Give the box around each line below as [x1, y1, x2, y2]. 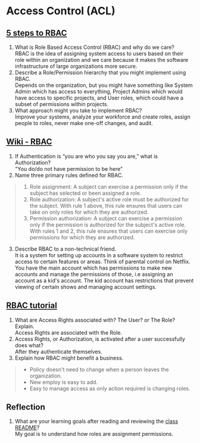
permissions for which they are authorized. [29, 233, 135, 241]
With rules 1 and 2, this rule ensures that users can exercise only [29, 227, 188, 235]
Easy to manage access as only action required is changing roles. [29, 385, 190, 392]
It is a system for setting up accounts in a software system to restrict [14, 251, 183, 258]
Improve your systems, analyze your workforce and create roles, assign [14, 113, 190, 120]
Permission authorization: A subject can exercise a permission [29, 214, 183, 221]
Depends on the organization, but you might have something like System [14, 82, 193, 89]
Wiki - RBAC [6, 137, 52, 147]
